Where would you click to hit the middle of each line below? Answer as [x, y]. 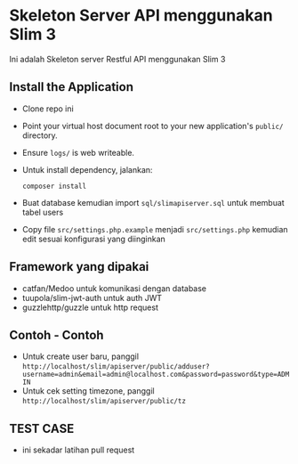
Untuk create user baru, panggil [81, 356]
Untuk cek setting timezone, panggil [88, 391]
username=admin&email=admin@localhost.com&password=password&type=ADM [156, 375]
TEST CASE [42, 428]
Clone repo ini [48, 109]
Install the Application [71, 87]
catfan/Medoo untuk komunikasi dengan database [114, 288]
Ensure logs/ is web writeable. [78, 152]
